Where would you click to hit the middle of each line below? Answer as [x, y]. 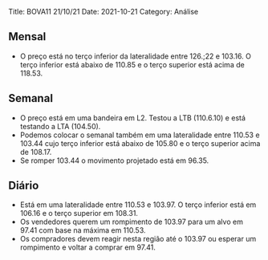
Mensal [27, 37]
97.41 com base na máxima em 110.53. [83, 230]
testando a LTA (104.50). [60, 126]
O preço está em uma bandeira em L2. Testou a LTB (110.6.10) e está [133, 118]
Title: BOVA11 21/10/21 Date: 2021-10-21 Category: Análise [104, 12]
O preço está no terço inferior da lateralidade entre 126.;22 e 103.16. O [135, 56]
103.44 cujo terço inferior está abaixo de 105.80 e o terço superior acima [140, 143]
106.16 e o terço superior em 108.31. [79, 213]
